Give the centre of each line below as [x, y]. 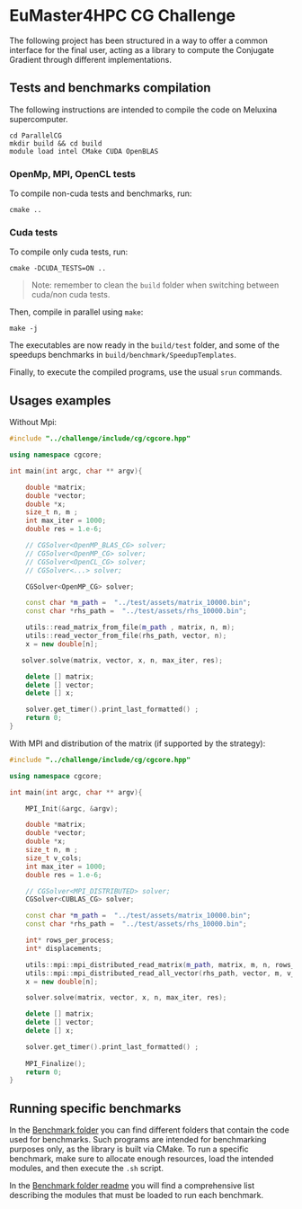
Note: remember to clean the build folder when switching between [155, 285]
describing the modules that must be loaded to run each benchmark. [136, 1196]
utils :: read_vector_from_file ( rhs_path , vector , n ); [126, 636]
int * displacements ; [64, 948]
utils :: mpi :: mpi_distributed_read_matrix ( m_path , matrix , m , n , [148, 965]
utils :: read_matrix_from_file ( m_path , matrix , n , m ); [130, 627]
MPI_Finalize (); [56, 1063]
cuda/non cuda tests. [71, 295]
